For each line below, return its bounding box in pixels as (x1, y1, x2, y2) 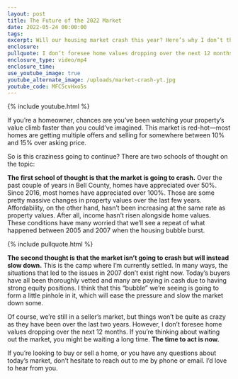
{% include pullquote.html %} (7, 240, 93, 249)
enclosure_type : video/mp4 (7, 57, 87, 64)
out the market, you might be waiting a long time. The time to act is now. (7, 335, 220, 344)
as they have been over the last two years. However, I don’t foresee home (7, 320, 222, 329)
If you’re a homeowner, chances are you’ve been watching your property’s (7, 116, 225, 125)
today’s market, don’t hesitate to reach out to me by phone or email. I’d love (7, 356, 227, 365)
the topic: (7, 160, 35, 169)
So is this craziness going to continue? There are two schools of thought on (7, 152, 228, 161)
